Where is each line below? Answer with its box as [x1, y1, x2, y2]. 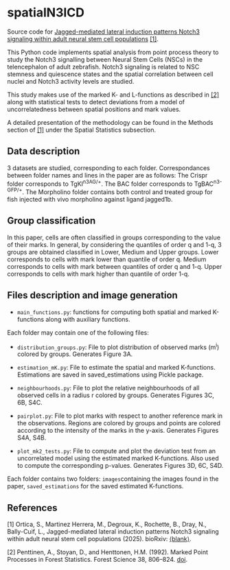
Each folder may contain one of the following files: [7, 328, 150, 337]
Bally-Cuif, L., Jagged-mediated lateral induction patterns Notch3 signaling [7, 527, 219, 536]
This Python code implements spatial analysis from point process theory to [7, 48, 219, 56]
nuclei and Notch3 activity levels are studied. [7, 77, 135, 85]
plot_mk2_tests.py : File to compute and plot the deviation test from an [16, 447, 216, 455]
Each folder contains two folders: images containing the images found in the [7, 475, 219, 483]
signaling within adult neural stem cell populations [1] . [7, 34, 159, 43]
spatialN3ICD [7, 5, 84, 21]
